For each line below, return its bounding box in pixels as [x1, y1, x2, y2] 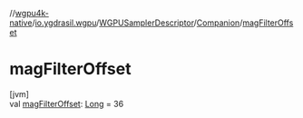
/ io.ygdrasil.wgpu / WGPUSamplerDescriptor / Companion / [31, 17, 243, 28]
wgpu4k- [15, 8, 50, 18]
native [9, 17, 33, 28]
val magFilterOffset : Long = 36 [9, 98, 124, 109]
